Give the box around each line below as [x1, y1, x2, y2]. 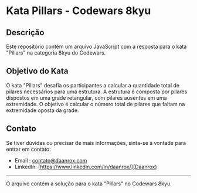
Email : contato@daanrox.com [14, 157, 87, 164]
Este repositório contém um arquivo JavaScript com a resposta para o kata [6, 43, 187, 50]
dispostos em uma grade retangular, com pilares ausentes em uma [6, 94, 167, 101]
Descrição [6, 28, 45, 38]
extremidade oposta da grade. [6, 107, 79, 114]
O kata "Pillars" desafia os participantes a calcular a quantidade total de [6, 82, 180, 89]
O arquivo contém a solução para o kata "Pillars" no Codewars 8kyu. [6, 180, 172, 187]
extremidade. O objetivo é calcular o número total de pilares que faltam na [6, 100, 185, 107]
